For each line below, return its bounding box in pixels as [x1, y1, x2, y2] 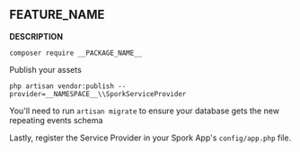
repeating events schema [9, 114, 103, 125]
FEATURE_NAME [9, 7, 105, 22]
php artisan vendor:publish [9, 81, 115, 91]
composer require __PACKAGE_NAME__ [9, 49, 143, 58]
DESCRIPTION [9, 31, 64, 41]
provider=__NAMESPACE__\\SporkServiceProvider [9, 89, 187, 98]
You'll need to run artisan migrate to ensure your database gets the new [9, 105, 280, 116]
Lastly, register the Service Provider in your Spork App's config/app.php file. [9, 132, 292, 143]
